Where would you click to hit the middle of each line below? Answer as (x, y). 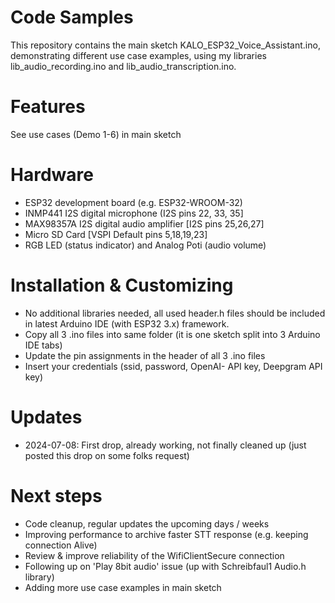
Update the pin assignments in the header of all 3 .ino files (145, 355)
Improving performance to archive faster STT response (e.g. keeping (166, 534)
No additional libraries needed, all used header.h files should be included (175, 313)
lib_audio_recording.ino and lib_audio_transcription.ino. (123, 66)
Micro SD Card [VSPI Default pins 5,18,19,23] (116, 234)
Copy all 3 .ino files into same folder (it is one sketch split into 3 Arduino (172, 334)
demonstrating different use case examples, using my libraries (138, 55)
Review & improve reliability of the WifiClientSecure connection (154, 555)
